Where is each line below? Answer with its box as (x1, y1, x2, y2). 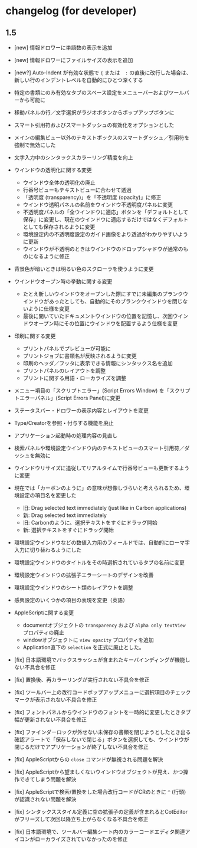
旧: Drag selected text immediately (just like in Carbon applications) (22, 505, 187, 511)
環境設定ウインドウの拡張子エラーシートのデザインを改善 (14, 571, 154, 578)
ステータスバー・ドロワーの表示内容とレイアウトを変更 (14, 407, 149, 414)
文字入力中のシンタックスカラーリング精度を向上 (14, 154, 133, 161)
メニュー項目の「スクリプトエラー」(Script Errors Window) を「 (14, 387, 170, 394)
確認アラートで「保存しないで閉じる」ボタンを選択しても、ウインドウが (14, 736, 189, 743)
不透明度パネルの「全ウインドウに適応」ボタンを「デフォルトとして (22, 208, 189, 215)
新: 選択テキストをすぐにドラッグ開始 (22, 526, 114, 533)
